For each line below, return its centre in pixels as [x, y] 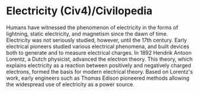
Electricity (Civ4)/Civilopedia [79, 11]
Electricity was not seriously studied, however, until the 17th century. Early [97, 40]
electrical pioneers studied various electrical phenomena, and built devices [98, 46]
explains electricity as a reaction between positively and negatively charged [99, 65]
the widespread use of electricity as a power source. [70, 84]
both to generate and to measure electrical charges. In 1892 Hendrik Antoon [99, 52]
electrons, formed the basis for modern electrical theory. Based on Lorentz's [99, 71]
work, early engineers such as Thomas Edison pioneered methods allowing [98, 78]
